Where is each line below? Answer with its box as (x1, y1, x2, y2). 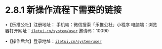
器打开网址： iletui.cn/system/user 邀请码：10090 (5, 27, 109, 33)
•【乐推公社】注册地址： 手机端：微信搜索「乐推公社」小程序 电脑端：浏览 (5, 22, 157, 27)
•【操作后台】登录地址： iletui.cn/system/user (5, 38, 102, 44)
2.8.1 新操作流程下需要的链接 (5, 4, 122, 16)
